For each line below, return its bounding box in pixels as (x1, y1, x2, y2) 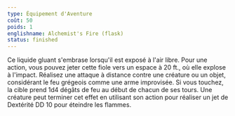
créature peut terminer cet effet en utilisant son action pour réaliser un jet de (7, 93, 229, 102)
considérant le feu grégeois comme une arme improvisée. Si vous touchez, (7, 78, 224, 86)
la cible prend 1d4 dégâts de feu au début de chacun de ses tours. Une (7, 86, 213, 94)
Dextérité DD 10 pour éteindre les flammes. (7, 101, 132, 109)
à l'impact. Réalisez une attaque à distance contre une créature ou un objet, (7, 71, 226, 79)
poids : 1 (7, 23, 33, 30)
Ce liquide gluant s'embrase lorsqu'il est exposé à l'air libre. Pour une (7, 56, 208, 64)
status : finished (7, 37, 58, 44)
